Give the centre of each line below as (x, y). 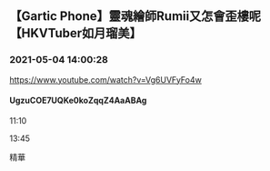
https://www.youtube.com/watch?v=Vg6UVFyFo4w (105, 79)
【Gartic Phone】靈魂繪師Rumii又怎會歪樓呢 (135, 16)
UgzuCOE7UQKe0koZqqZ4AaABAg (78, 101)
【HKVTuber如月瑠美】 (76, 33)
